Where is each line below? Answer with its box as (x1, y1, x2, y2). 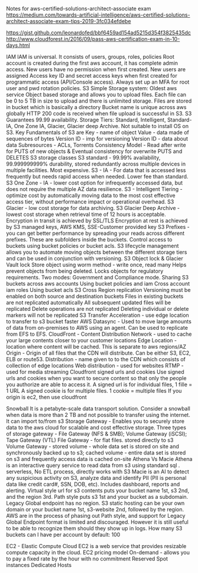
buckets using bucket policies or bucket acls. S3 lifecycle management (6, 243, 179, 249)
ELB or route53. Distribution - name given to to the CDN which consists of (6, 356, 186, 362)
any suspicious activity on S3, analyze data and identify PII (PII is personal (6, 475, 187, 481)
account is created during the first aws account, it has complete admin (6, 59, 178, 66)
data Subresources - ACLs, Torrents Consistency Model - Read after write (6, 142, 186, 148)
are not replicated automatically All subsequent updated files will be (6, 299, 171, 306)
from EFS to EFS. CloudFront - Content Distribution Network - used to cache (6, 330, 192, 338)
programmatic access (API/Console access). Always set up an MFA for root (6, 78, 190, 85)
